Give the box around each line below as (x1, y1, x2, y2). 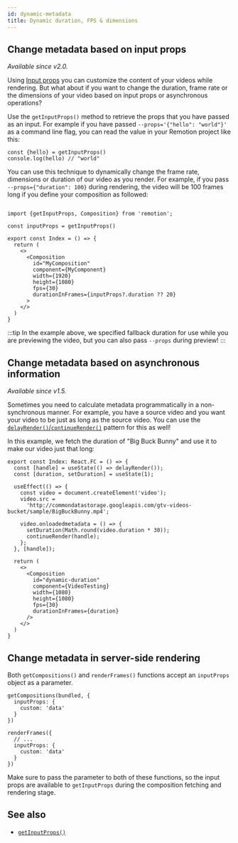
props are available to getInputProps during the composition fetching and (7, 780, 222, 789)
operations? (7, 99, 43, 107)
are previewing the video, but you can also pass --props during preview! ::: (7, 336, 226, 345)
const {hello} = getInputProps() (7, 149, 107, 157)
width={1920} (33, 272, 72, 280)
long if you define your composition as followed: (7, 190, 148, 199)
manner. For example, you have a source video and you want (47, 408, 225, 417)
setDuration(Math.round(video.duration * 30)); (26, 527, 171, 534)
